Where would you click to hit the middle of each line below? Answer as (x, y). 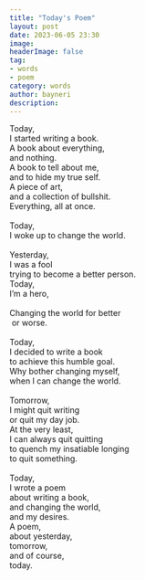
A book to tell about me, (54, 168)
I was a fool (31, 265)
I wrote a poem (38, 488)
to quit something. (43, 459)
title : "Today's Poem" (52, 18)
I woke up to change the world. (67, 236)
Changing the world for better (65, 313)
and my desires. (40, 517)
